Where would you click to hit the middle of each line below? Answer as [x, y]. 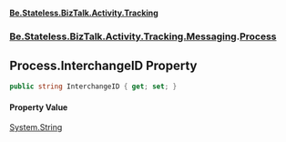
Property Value [39, 107]
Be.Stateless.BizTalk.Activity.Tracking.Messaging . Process [143, 36]
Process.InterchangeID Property [103, 65]
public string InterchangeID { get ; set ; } [93, 86]
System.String [36, 127]
